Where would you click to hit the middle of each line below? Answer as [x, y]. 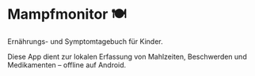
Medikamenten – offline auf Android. [67, 65]
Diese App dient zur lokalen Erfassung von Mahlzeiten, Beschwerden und [127, 56]
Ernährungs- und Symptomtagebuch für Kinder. [85, 41]
